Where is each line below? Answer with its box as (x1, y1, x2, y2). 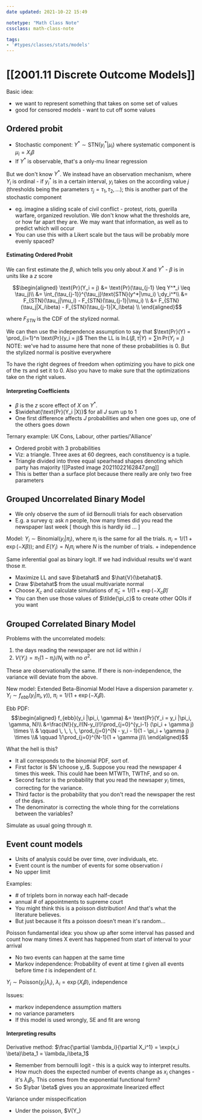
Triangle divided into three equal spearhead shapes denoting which (14, 458, 183, 464)
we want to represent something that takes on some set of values (14, 100, 178, 107)
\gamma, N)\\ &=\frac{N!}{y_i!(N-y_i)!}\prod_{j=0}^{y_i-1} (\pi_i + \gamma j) (8, 721, 194, 728)
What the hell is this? (6, 745, 58, 753)
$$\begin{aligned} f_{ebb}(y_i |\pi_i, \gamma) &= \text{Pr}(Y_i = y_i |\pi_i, (11, 714, 192, 722)
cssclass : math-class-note (6, 25, 74, 31)
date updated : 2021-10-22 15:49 (6, 8, 87, 15)
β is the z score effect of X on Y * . (14, 401, 98, 409)
